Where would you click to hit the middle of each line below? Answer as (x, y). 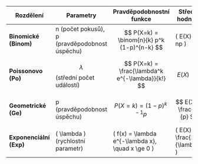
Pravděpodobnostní (141, 12)
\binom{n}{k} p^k (141, 40)
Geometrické (28, 106)
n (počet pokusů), (80, 29)
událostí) (68, 85)
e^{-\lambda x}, (135, 141)
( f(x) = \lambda (135, 134)
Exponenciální (29, 137)
